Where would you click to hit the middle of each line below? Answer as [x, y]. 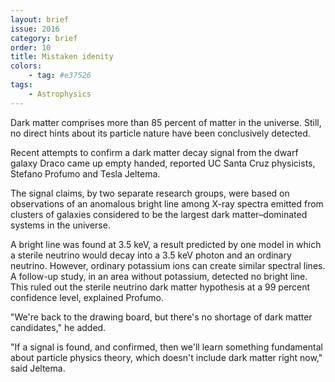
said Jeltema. [38, 368]
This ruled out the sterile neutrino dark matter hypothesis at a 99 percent [160, 287]
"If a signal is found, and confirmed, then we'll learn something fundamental [166, 347]
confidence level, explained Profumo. [87, 297]
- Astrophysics [60, 94]
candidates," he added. [58, 327]
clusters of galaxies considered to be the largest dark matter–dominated [159, 214]
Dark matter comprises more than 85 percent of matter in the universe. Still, [166, 122]
